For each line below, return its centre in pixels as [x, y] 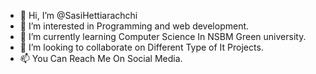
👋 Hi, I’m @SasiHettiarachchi [78, 15]
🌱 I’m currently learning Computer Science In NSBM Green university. [163, 36]
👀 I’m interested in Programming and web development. [134, 26]
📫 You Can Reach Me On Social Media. [101, 58]
